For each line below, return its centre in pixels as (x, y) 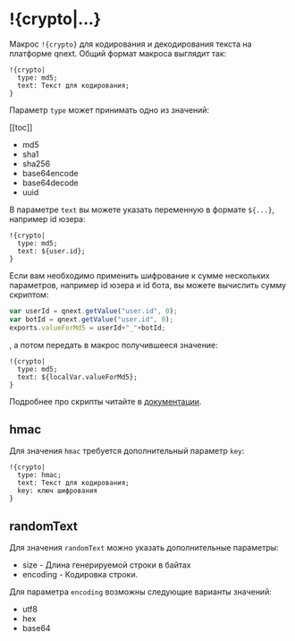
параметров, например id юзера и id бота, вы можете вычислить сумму (148, 285)
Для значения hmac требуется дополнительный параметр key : (127, 451)
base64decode (50, 183)
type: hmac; (40, 475)
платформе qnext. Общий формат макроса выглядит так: (118, 53)
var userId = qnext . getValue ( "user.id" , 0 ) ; (93, 311)
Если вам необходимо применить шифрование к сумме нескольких (139, 275)
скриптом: (29, 295)
